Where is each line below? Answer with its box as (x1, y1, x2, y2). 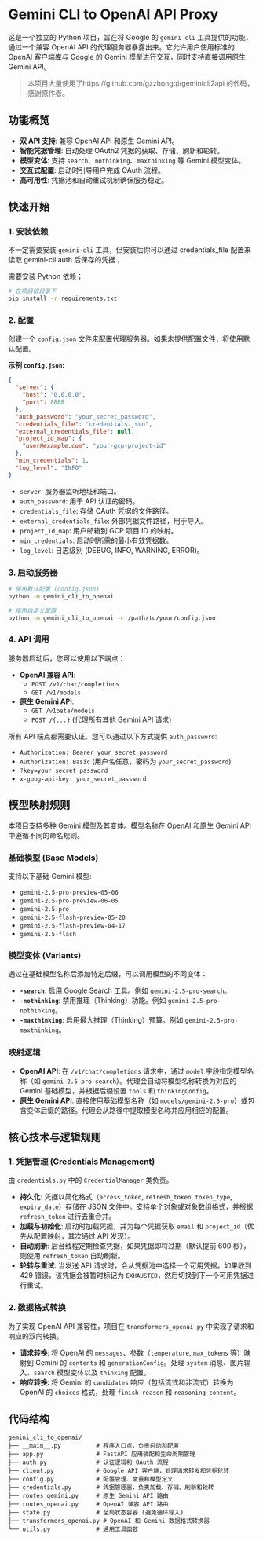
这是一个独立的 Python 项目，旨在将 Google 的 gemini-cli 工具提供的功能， (8, 32, 253, 42)
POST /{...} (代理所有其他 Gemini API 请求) (31, 715, 172, 724)
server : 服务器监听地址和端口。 (19, 486, 121, 496)
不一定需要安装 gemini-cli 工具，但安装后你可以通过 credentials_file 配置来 (8, 245, 251, 254)
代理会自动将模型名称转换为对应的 (126, 1076, 237, 1085)
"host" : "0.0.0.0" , (22, 391, 86, 399)
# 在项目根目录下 (8, 287, 57, 295)
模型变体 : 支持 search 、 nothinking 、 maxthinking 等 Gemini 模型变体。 (19, 156, 246, 165)
